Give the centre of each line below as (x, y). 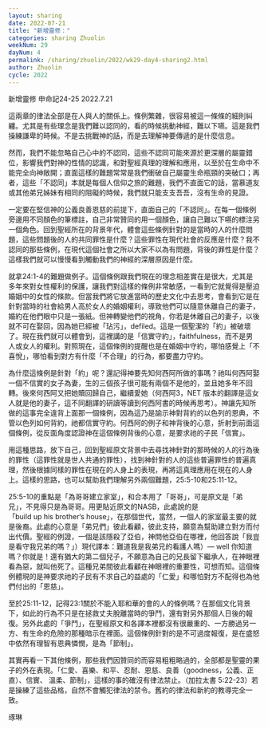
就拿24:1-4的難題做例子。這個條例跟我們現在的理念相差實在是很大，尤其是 (131, 276)
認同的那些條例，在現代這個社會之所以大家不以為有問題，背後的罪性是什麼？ (134, 249)
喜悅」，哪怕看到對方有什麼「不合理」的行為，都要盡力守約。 (108, 356)
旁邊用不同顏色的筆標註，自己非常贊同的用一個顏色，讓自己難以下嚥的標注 (130, 219)
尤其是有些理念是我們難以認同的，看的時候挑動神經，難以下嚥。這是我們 (141, 125)
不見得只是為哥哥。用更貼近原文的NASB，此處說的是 (112, 506)
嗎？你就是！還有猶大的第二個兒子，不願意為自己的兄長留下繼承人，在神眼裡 (134, 556)
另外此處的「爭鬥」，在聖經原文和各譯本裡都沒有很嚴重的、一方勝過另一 (139, 623)
